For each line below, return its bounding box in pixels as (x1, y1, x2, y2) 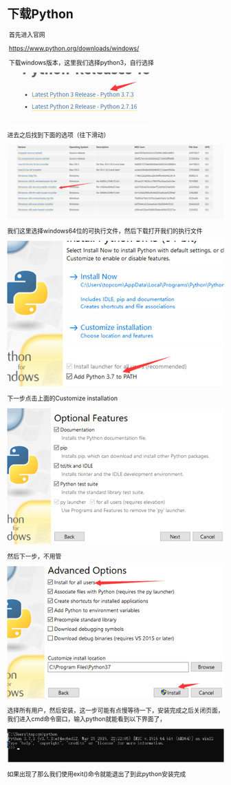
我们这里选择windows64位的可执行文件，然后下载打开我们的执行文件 (7, 227, 203, 235)
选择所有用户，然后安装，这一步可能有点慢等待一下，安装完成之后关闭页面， (7, 706, 224, 714)
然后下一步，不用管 (7, 552, 62, 560)
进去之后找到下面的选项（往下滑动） (7, 130, 110, 138)
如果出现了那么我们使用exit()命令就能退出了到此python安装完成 (7, 770, 186, 778)
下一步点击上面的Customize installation (7, 394, 118, 402)
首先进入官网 (8, 30, 45, 39)
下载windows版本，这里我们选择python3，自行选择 (8, 58, 155, 66)
